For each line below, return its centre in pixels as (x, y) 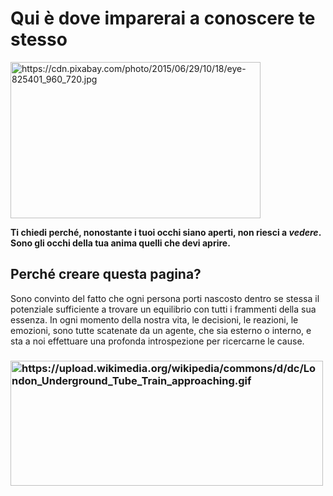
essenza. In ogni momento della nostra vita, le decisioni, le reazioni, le (154, 319)
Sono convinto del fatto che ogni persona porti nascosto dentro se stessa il (165, 298)
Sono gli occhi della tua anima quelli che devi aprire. (120, 243)
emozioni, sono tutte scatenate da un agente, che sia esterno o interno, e (161, 330)
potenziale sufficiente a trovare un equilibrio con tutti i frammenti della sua (163, 309)
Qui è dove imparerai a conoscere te (163, 18)
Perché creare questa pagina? (106, 274)
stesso (39, 39)
